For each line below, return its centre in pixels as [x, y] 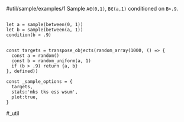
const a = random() [35, 56]
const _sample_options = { [39, 82]
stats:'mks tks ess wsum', [45, 92]
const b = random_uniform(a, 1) [51, 61]
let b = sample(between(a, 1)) [45, 30]
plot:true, [25, 97]
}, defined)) [22, 71]
